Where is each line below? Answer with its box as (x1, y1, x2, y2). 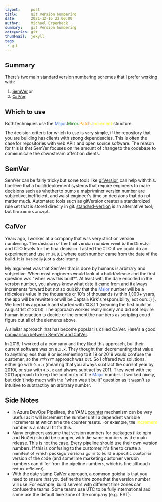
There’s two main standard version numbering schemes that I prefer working (5, 74, 158, 80)
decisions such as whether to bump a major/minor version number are (5, 188, 145, 194)
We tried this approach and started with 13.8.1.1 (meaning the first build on (5, 301, 152, 307)
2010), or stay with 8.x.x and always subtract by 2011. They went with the (5, 367, 152, 372)
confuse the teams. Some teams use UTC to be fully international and (12, 486, 151, 492)
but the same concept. (5, 209, 50, 214)
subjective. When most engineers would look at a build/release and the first (5, 270, 156, 276)
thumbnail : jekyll (5, 34, 44, 39)
